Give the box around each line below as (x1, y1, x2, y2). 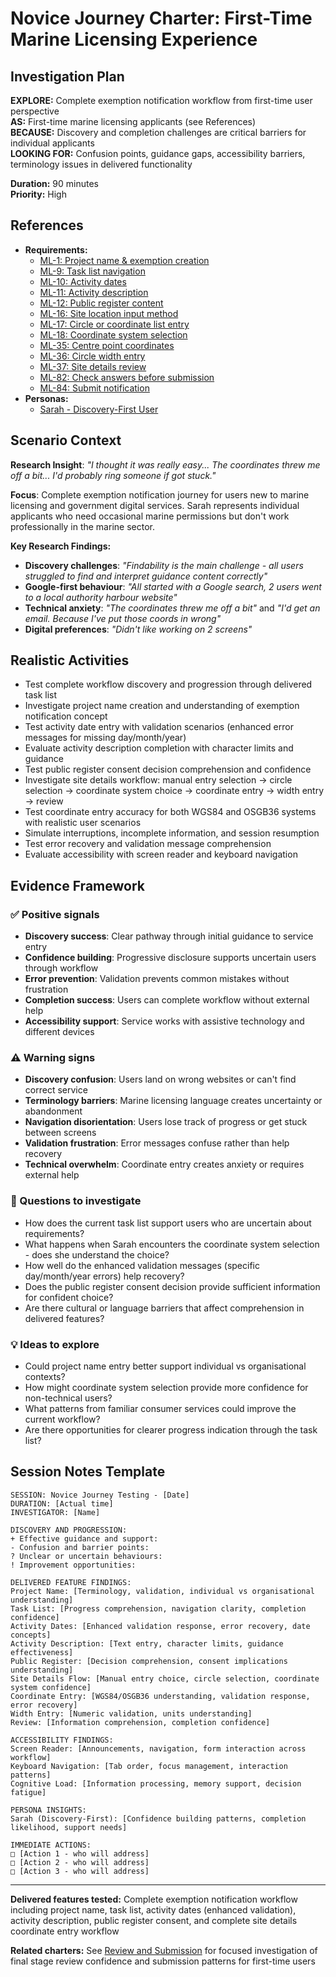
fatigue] (10, 1787, 47, 1797)
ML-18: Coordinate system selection (39, 328, 188, 341)
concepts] (10, 1630, 52, 1640)
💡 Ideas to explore (10, 1337, 100, 1351)
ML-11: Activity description (39, 286, 149, 298)
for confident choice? (24, 1291, 114, 1303)
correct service (24, 1084, 88, 1096)
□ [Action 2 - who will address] (10, 1857, 150, 1867)
